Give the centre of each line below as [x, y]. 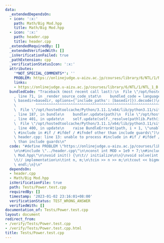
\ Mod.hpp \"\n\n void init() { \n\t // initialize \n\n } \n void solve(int [86, 155]
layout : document [23, 215]
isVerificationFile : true [36, 183]
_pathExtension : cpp [30, 60]
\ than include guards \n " [40, 142]
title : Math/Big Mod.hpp [39, 28]
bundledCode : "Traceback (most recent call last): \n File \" [74, 92]
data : [10, 10]
